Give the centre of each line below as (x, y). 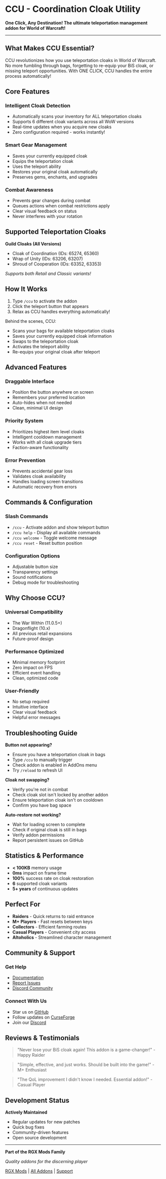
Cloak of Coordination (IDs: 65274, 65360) (56, 253)
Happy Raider (31, 1055)
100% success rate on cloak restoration (53, 878)
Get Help (16, 967)
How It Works (26, 289)
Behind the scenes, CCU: (31, 321)
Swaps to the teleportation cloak (45, 341)
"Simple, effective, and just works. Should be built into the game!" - (86, 1065)
